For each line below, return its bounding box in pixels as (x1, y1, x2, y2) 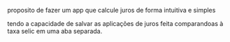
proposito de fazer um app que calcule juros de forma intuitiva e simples (7, 6, 216, 14)
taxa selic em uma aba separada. (7, 27, 103, 35)
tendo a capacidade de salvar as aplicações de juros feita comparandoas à (7, 20, 224, 27)
